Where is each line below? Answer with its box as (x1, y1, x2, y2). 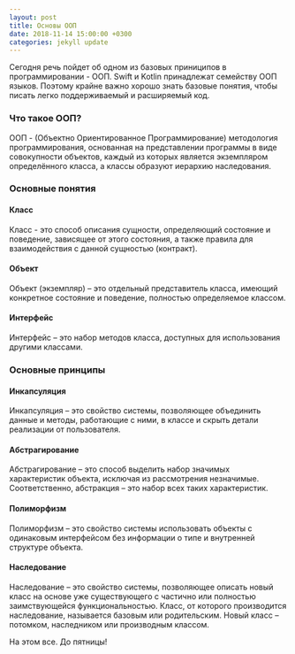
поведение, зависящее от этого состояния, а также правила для (9, 234, 253, 244)
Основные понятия (9, 182, 96, 195)
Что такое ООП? (9, 112, 82, 125)
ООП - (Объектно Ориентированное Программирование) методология (9, 132, 278, 142)
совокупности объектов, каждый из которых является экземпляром (9, 151, 269, 162)
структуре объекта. (9, 542, 84, 552)
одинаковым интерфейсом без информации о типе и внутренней (9, 532, 255, 542)
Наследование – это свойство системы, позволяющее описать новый (9, 581, 274, 592)
